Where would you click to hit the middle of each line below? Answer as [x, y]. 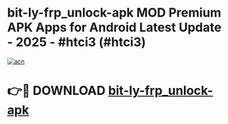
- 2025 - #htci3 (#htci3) [77, 42]
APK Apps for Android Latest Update [114, 27]
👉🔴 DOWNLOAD [56, 91]
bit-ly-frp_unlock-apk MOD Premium [114, 13]
